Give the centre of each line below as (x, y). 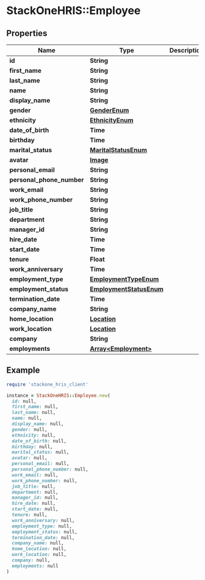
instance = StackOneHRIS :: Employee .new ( (59, 395)
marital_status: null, (41, 452)
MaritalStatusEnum (119, 150)
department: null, (35, 492)
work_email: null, (35, 475)
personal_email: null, (41, 464)
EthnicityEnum (112, 120)
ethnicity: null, (34, 435)
